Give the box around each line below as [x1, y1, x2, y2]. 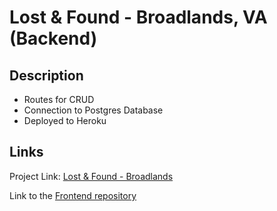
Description [9, 67, 84, 84]
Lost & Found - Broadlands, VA [9, 6, 268, 29]
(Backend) [9, 27, 98, 50]
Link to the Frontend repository [9, 189, 137, 201]
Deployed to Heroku [23, 115, 107, 126]
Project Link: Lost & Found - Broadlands [9, 170, 174, 182]
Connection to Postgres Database [23, 104, 164, 116]
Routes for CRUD [23, 94, 95, 105]
